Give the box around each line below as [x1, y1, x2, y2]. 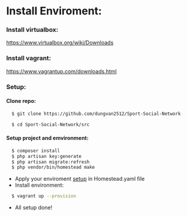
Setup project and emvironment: [6, 135, 89, 142]
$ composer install [11, 148, 61, 154]
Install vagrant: [6, 54, 52, 62]
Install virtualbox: [6, 26, 59, 34]
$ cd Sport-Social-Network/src [11, 121, 90, 127]
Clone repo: [6, 98, 36, 105]
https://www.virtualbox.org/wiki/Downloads [6, 39, 114, 46]
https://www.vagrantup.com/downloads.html [6, 68, 117, 75]
